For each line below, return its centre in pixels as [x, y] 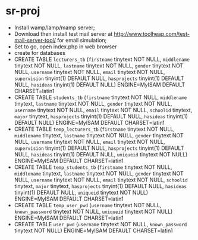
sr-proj [23, 11]
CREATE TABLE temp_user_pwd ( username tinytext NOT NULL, [88, 205]
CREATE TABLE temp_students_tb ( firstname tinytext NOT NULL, [93, 167]
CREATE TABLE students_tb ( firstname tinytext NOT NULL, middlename [100, 97]
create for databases [40, 53]
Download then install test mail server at [63, 33]
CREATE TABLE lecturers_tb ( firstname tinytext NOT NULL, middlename [102, 59]
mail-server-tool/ [35, 40]
